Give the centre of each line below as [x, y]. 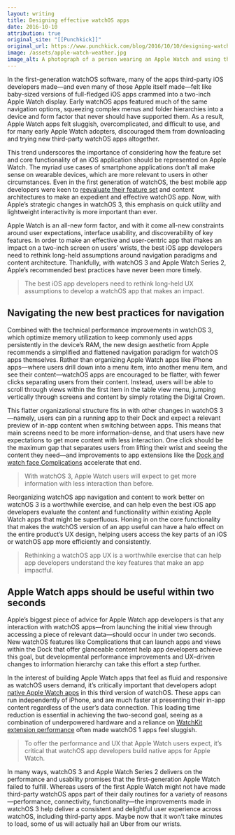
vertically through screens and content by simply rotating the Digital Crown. [116, 397]
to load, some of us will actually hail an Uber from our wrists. [94, 824]
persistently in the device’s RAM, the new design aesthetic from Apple [108, 344]
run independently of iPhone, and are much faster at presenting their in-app [116, 700]
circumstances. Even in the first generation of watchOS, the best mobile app [117, 182]
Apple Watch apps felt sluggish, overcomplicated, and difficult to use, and [114, 124]
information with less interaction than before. [89, 483]
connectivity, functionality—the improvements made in [133, 801]
